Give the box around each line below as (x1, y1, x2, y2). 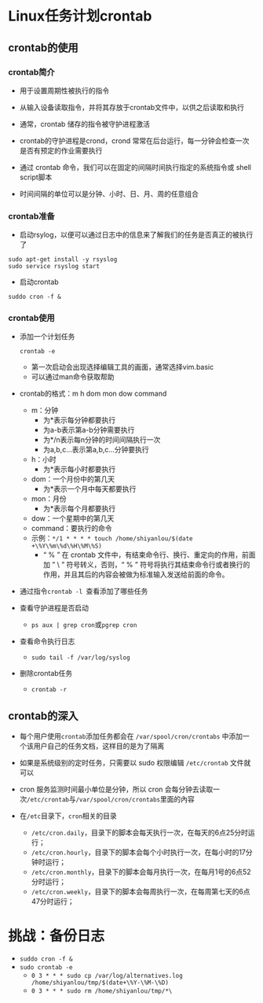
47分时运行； (31, 897, 75, 906)
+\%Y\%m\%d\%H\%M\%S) (31, 542, 102, 551)
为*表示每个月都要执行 (42, 504, 116, 514)
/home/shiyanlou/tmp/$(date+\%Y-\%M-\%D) (31, 979, 169, 987)
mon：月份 (31, 494, 67, 503)
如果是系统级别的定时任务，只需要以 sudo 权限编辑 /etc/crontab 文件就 (19, 758, 251, 768)
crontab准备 (8, 210, 55, 221)
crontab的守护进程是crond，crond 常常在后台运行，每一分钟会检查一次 (19, 135, 250, 146)
